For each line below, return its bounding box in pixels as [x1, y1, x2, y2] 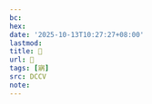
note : [9, 80, 30, 90]
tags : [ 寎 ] [9, 64, 50, 73]
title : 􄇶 [9, 47, 43, 56]
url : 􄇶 [9, 55, 35, 64]
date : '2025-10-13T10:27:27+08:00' [9, 30, 145, 39]
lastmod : [9, 38, 43, 48]
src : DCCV [9, 72, 47, 81]
